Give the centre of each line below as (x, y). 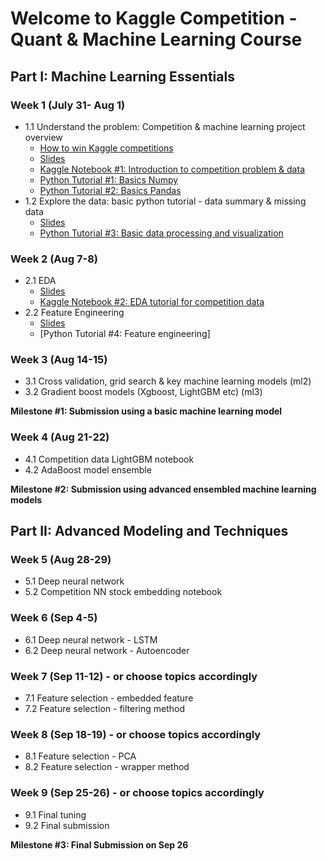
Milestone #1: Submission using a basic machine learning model (146, 411)
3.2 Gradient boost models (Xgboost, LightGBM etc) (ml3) (143, 392)
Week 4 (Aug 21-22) (60, 437)
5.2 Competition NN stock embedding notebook (123, 592)
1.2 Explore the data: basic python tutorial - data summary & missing (165, 201)
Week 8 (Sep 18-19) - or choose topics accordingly (136, 734)
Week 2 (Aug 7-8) (54, 259)
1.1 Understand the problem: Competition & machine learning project (165, 126)
